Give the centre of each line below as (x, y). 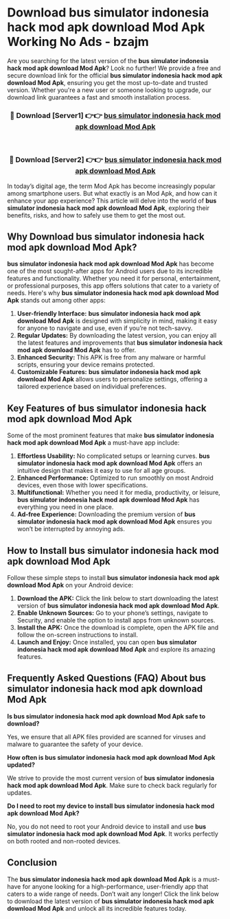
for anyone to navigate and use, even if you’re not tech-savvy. (105, 328)
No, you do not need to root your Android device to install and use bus (107, 826)
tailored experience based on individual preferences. (92, 386)
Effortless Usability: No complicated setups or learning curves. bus (114, 456)
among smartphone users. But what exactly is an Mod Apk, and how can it (112, 193)
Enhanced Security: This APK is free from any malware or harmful (111, 358)
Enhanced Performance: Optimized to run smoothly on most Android (115, 478)
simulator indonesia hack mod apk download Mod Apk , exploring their (108, 208)
